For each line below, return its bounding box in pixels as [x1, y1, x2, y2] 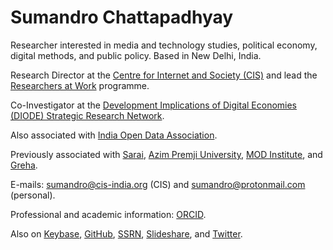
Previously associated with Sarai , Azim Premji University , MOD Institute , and [10, 148, 323, 160]
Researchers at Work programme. [10, 79, 150, 91]
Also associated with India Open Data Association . [10, 129, 218, 141]
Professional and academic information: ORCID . [10, 208, 207, 220]
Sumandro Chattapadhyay [10, 6, 234, 29]
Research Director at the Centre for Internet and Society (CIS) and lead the [10, 69, 318, 81]
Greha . [10, 159, 38, 171]
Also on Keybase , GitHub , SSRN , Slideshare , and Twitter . [10, 227, 243, 240]
